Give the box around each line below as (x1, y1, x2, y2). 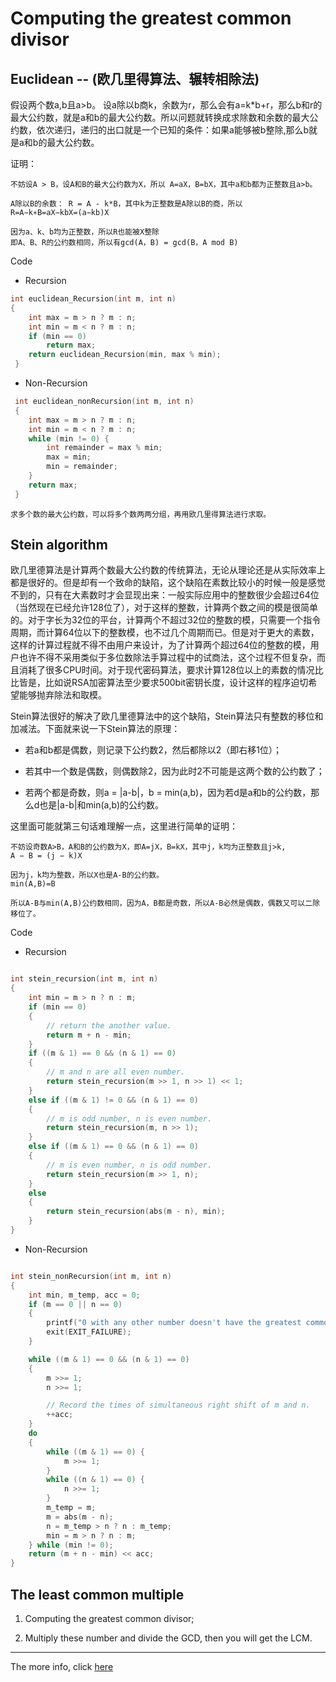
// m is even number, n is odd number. (46, 1160, 213, 1170)
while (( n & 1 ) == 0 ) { (46, 1475, 145, 1485)
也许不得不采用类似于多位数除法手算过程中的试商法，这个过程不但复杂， (18, 652, 317, 664)
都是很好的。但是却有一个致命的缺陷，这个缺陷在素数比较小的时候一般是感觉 (10, 577, 326, 589)
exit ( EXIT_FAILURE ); (46, 1327, 132, 1337)
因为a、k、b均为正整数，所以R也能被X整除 (10, 227, 160, 237)
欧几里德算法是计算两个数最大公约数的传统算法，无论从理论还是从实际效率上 (10, 564, 326, 576)
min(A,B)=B (10, 879, 56, 889)
